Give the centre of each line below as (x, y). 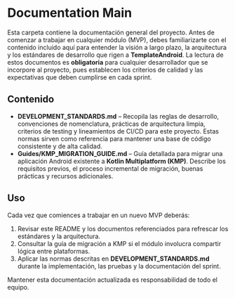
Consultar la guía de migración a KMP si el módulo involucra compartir (119, 243)
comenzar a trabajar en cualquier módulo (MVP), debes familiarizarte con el (117, 39)
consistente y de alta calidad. (60, 146)
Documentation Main (70, 13)
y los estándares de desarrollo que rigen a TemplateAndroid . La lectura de (115, 55)
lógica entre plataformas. (54, 251)
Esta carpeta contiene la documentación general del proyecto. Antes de (111, 32)
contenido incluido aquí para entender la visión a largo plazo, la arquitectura (117, 47)
